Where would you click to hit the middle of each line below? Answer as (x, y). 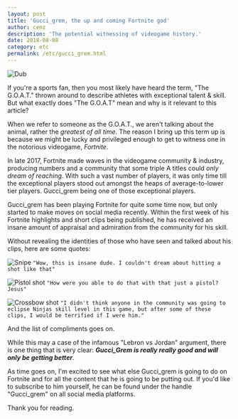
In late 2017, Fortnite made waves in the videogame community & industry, (116, 160)
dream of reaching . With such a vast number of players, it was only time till (117, 176)
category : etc (28, 47)
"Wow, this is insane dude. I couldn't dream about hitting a (127, 263)
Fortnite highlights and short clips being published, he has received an (110, 219)
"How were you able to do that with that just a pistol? (132, 283)
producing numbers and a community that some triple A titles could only (113, 168)
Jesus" (17, 289)
